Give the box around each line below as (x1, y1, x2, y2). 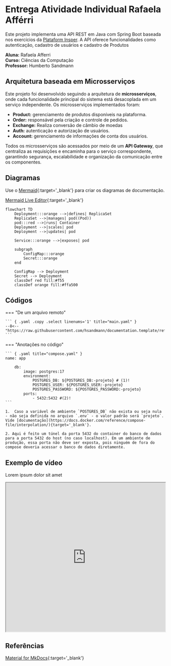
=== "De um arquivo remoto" (5, 310, 66, 316)
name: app (5, 356, 26, 361)
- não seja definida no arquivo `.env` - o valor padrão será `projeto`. (5, 414, 164, 419)
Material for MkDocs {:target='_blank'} (5, 655, 84, 661)
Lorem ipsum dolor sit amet (5, 472, 62, 478)
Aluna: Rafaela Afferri (5, 52, 51, 58)
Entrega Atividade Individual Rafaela (5, 4, 161, 15)
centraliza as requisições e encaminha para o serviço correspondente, (5, 148, 153, 154)
